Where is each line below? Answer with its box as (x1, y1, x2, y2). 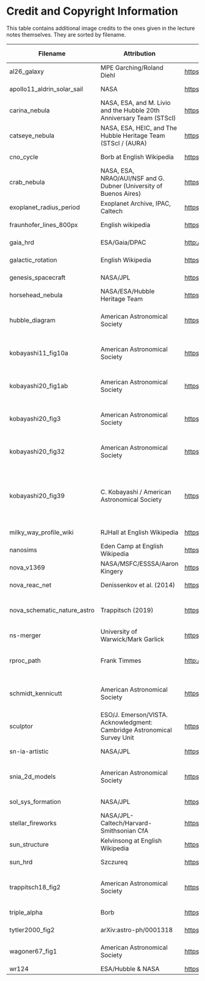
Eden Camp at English (100, 541, 164, 550)
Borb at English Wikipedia (100, 153, 174, 161)
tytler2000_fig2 (9, 925, 55, 934)
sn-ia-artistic (9, 747, 49, 755)
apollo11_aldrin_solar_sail (9, 84, 84, 93)
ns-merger (9, 631, 41, 639)
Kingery (100, 567, 123, 575)
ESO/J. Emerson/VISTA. (100, 710, 168, 719)
